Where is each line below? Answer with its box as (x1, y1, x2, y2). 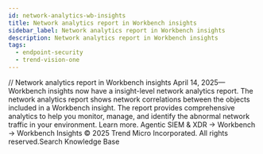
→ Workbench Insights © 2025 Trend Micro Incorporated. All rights (8, 128, 229, 137)
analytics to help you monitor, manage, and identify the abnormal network (8, 111, 250, 121)
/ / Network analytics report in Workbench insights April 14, (8, 77, 200, 87)
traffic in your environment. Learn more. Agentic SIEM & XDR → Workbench (8, 120, 256, 129)
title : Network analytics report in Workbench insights (8, 19, 197, 27)
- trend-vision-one (15, 56, 80, 64)
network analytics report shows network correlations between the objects (8, 94, 250, 104)
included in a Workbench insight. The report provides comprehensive (8, 102, 236, 112)
